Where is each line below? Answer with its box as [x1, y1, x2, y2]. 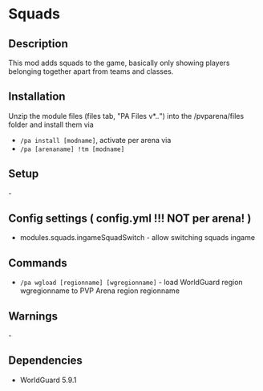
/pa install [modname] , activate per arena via [19, 135, 172, 145]
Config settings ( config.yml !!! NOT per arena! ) [8, 212, 252, 226]
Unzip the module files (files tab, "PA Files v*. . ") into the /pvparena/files [8, 111, 245, 120]
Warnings [8, 309, 59, 323]
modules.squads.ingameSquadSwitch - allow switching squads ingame [19, 233, 255, 242]
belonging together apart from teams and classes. [8, 67, 174, 76]
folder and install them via [8, 120, 94, 129]
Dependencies [8, 354, 83, 368]
